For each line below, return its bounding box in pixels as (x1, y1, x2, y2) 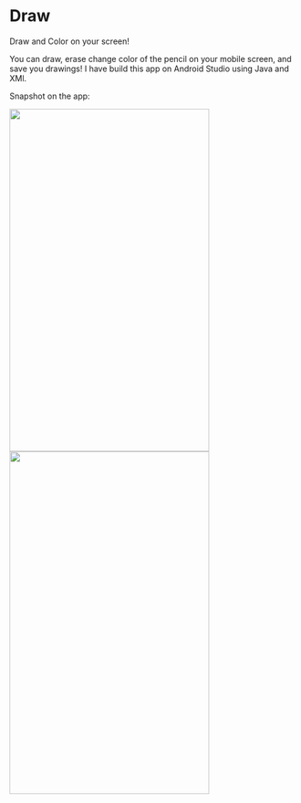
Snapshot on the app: (9, 90, 90, 101)
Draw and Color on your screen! (9, 36, 130, 47)
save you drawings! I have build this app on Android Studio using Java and (9, 63, 290, 74)
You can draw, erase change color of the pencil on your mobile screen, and (9, 53, 292, 64)
